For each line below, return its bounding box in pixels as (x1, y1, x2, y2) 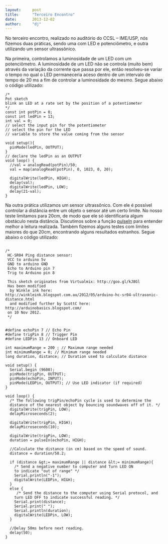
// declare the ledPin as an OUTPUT (5, 154, 82, 159)
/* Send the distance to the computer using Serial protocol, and (16, 491, 158, 496)
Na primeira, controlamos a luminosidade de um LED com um (5, 56, 132, 62)
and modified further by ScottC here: (10, 301, 91, 306)
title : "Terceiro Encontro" (5, 12, 75, 17)
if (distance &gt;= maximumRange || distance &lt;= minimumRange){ (10, 460, 154, 465)
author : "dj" (5, 21, 42, 27)
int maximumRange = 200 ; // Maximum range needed (5, 345, 113, 350)
